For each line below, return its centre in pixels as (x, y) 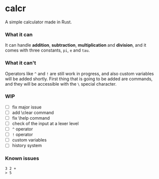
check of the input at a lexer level (45, 124)
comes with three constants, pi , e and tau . (47, 50)
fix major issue (27, 107)
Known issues (22, 159)
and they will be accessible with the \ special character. (61, 84)
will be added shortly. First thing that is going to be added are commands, (79, 79)
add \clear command (33, 112)
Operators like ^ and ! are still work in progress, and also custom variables (79, 73)
